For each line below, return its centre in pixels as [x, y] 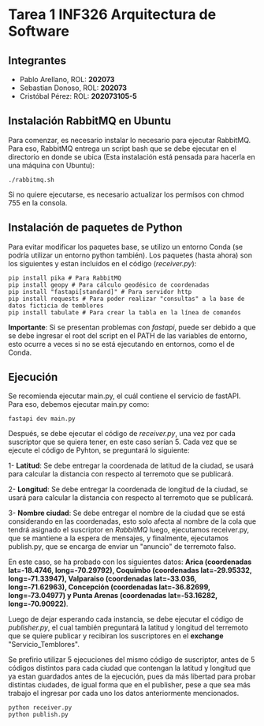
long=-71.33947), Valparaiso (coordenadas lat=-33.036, [102, 579]
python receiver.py [40, 708]
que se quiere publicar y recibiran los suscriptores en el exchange [116, 636]
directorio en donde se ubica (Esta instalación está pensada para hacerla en [132, 156]
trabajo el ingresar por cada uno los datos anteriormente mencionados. [124, 694]
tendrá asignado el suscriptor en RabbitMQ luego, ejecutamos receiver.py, [129, 530]
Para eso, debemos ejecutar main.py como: [79, 404]
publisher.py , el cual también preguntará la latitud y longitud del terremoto [128, 628]
